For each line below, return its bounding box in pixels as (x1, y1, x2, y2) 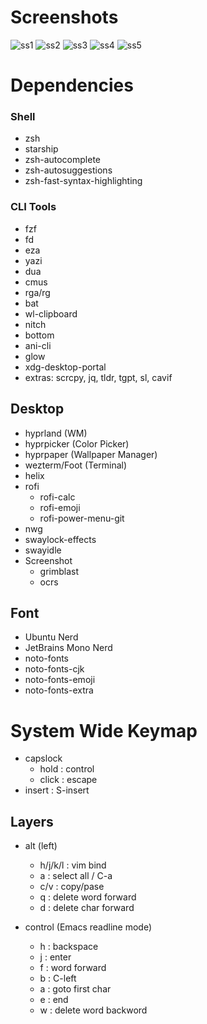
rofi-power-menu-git (39, 512, 125, 524)
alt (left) (24, 840, 58, 852)
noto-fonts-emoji (24, 674, 96, 686)
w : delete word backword (39, 1004, 148, 1016)
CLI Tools (10, 200, 57, 214)
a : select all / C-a (39, 870, 113, 882)
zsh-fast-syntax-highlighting (24, 175, 143, 187)
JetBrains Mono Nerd (24, 642, 113, 654)
